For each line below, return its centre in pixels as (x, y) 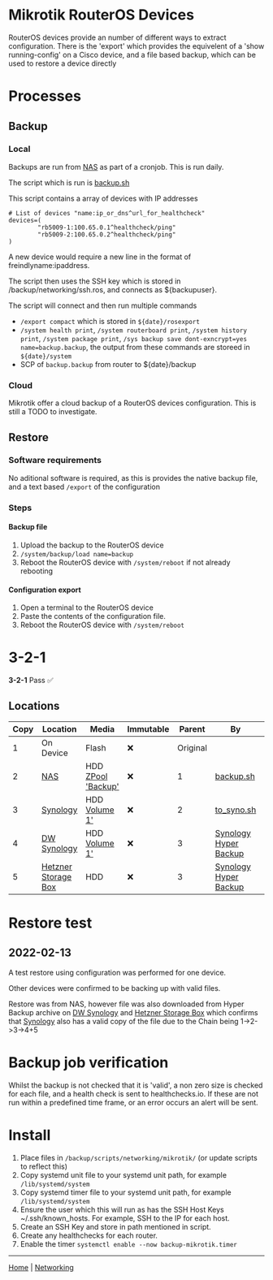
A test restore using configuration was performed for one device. (117, 972)
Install (30, 1135)
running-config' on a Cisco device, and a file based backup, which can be (132, 54)
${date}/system (46, 356)
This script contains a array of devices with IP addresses (103, 198)
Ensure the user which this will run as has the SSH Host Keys (122, 1209)
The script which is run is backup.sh (69, 182)
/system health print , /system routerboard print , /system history (134, 330)
